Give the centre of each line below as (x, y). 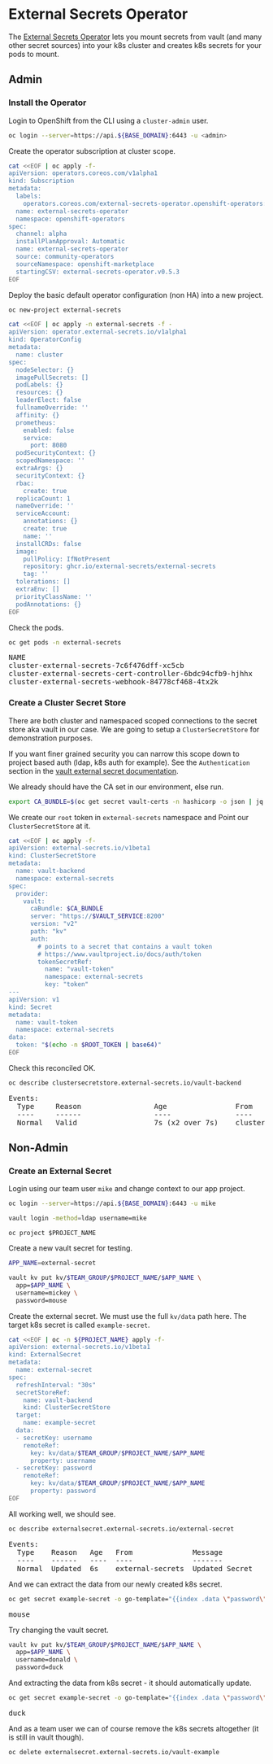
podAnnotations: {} (49, 604)
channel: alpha (41, 234)
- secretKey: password (54, 1468)
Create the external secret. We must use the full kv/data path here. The (128, 1316)
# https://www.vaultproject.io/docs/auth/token (119, 954)
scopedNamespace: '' (50, 461)
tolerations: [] (43, 582)
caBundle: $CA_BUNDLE (67, 909)
